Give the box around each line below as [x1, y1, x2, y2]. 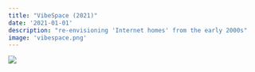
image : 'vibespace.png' [8, 33, 88, 42]
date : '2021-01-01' [8, 19, 73, 27]
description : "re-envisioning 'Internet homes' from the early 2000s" [8, 26, 248, 34]
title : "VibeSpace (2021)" [8, 11, 98, 20]
